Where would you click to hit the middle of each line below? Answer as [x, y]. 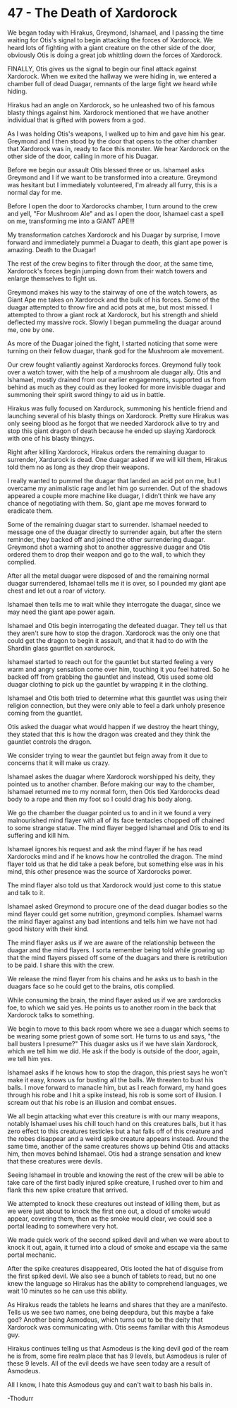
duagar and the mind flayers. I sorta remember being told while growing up [116, 950]
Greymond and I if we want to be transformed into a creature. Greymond [112, 177]
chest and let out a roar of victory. [57, 591]
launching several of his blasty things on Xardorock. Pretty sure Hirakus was [118, 415]
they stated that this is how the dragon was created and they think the [109, 734]
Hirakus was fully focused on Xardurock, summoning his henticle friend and [117, 408]
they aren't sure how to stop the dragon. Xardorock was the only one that [114, 633]
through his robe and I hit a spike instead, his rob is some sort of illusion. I [114, 1095]
